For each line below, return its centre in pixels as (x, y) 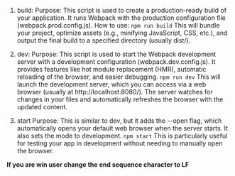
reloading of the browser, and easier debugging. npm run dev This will (119, 77)
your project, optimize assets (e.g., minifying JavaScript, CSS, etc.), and (122, 33)
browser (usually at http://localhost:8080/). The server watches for (115, 92)
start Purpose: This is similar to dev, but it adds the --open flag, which (119, 121)
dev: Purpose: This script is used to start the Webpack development (116, 54)
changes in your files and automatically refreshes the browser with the (120, 99)
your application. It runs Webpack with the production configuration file (121, 18)
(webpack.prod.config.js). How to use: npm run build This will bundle (118, 25)
